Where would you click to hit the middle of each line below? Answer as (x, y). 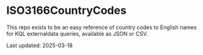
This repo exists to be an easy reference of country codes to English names (102, 27)
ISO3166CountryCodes (66, 11)
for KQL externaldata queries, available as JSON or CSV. (77, 33)
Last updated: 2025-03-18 (40, 45)
